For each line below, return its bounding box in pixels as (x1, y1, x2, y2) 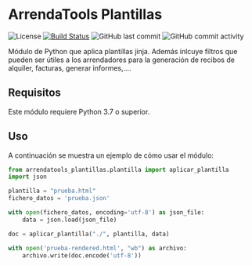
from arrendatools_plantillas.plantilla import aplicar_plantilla (8, 166, 229, 173)
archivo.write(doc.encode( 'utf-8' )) (22, 251, 142, 260)
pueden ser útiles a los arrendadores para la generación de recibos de (8, 55, 235, 64)
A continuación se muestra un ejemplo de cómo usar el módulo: (8, 151, 214, 160)
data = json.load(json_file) (22, 216, 117, 224)
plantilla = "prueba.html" (8, 187, 96, 195)
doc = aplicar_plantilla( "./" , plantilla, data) (8, 230, 170, 238)
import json (8, 173, 47, 181)
